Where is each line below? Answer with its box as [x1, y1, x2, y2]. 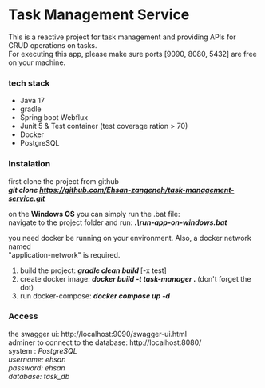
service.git [8, 194, 45, 203]
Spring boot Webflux [19, 113, 89, 122]
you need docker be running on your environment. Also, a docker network [8, 233, 251, 242]
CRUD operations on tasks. [8, 40, 97, 50]
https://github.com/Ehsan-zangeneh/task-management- [39, 185, 235, 194]
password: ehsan [8, 362, 65, 373]
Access [8, 310, 38, 322]
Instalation [8, 158, 51, 170]
